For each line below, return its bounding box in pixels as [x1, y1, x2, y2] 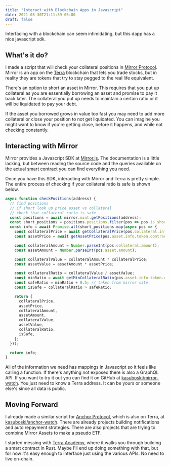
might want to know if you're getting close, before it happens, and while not [5, 122, 163, 128]
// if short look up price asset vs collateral [10, 206, 112, 211]
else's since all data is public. [5, 385, 66, 392]
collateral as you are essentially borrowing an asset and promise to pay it [5, 90, 157, 96]
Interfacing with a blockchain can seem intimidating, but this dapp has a [5, 31, 155, 37]
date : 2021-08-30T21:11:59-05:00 [5, 12, 76, 17]
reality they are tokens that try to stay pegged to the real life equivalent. [5, 75, 154, 81]
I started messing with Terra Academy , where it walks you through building [5, 440, 161, 446]
